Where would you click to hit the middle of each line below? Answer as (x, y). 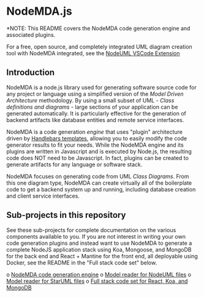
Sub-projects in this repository (66, 215)
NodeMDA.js (39, 11)
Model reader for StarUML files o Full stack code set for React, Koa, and (97, 281)
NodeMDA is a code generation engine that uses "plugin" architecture (94, 132)
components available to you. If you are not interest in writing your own (96, 236)
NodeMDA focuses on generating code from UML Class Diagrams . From (98, 176)
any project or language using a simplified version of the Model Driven (95, 94)
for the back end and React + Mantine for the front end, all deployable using (102, 256)
